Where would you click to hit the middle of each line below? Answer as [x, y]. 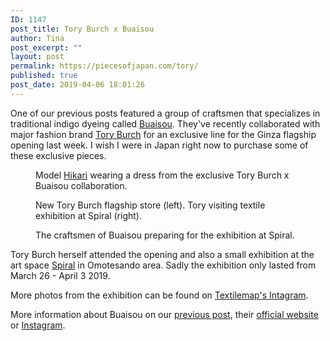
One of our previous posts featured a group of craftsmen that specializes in [165, 113]
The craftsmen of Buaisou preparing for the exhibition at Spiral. [165, 235]
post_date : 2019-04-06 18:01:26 [77, 85]
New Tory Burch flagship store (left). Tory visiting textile [150, 205]
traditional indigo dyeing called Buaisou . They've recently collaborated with [165, 123]
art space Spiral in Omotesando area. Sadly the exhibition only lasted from [163, 265]
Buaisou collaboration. [81, 185]
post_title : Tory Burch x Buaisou [82, 29]
